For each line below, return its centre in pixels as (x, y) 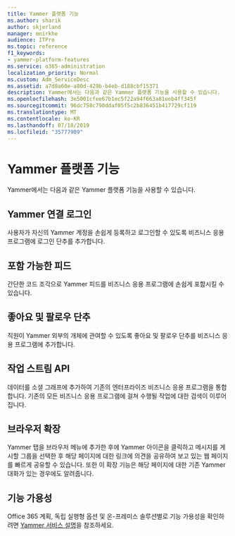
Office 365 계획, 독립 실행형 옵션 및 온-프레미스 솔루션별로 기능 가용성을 (107, 516)
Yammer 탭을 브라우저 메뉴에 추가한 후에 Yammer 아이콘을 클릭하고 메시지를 (113, 447)
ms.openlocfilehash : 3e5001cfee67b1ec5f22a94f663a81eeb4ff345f (102, 99)
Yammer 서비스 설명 (48, 525)
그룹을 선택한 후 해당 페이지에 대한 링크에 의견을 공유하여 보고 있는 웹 (115, 456)
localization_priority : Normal (53, 73)
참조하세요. (99, 525)
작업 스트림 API (39, 368)
